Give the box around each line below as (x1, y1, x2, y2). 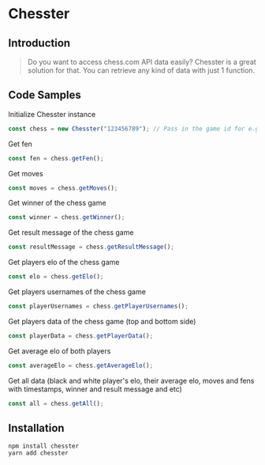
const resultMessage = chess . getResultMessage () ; (8, 243, 175, 251)
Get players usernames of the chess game (8, 287, 146, 297)
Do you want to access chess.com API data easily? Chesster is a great (27, 57, 256, 66)
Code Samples (8, 89, 81, 102)
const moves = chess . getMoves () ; (8, 183, 118, 192)
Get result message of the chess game (8, 228, 134, 237)
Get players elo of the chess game (8, 258, 120, 267)
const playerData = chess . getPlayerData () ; (8, 331, 154, 340)
